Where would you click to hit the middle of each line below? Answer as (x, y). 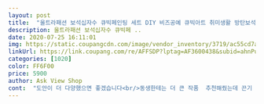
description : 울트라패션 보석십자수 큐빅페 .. (75, 30)
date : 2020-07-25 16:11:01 (52, 37)
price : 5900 (27, 74)
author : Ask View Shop (45, 81)
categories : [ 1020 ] (40, 59)
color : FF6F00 (31, 66)
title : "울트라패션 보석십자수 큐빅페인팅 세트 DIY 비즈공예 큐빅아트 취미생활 (120, 23)
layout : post (29, 15)
